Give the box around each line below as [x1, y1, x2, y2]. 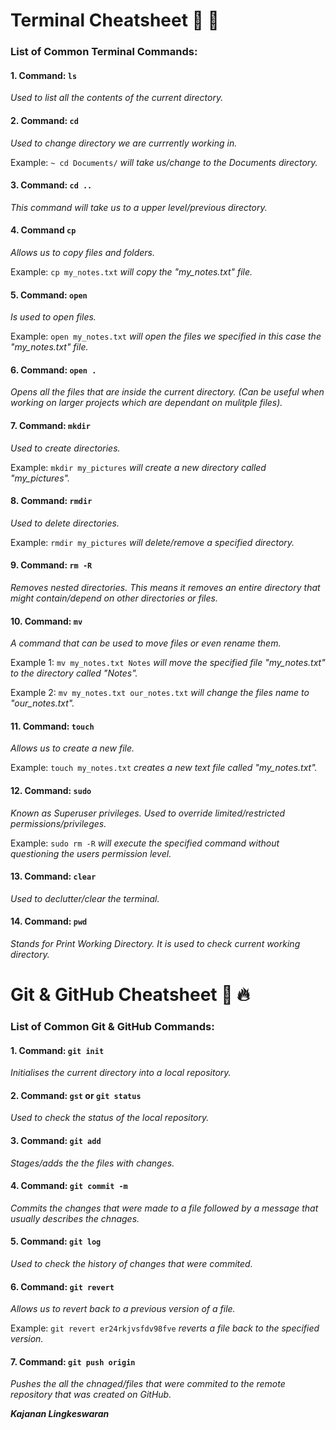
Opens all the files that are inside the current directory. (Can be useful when [10, 386, 325, 398]
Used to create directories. [10, 442, 121, 454]
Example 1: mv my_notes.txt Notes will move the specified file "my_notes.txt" [10, 657, 326, 669]
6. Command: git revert [10, 1280, 115, 1293]
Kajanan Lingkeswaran [10, 1408, 110, 1420]
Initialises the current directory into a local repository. [10, 1067, 232, 1079]
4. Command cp [10, 224, 77, 236]
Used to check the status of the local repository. [10, 1112, 210, 1124]
